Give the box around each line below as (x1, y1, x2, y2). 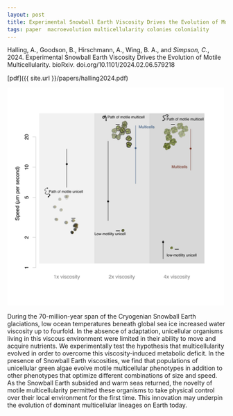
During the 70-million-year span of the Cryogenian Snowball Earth (7, 312, 196, 321)
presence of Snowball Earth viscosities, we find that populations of (7, 357, 198, 365)
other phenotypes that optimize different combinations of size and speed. (7, 371, 218, 380)
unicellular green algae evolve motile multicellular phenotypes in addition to (7, 364, 223, 372)
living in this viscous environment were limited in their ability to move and (7, 335, 216, 343)
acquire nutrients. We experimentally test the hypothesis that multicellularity (7, 342, 225, 351)
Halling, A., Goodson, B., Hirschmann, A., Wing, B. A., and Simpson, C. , (7, 46, 209, 54)
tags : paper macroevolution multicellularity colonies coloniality (7, 26, 209, 33)
